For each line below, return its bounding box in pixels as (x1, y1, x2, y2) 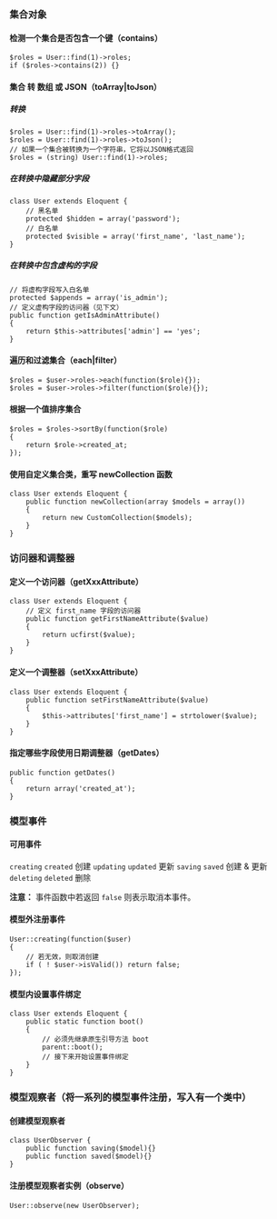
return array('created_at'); (25, 784, 136, 793)
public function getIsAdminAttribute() (9, 311, 161, 320)
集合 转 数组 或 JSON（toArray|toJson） (9, 81, 162, 92)
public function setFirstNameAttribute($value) (25, 695, 209, 704)
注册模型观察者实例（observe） (9, 1180, 129, 1192)
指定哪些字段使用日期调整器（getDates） (9, 747, 164, 758)
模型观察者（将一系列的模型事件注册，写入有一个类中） (9, 1091, 252, 1104)
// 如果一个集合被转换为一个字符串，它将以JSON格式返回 (9, 145, 193, 154)
